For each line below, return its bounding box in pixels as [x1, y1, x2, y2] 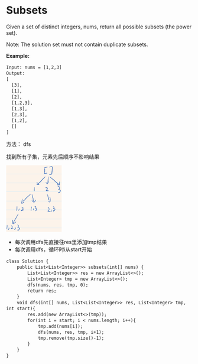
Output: [6, 70, 25, 76]
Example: [6, 52, 30, 59]
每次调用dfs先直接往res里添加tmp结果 [14, 238, 108, 245]
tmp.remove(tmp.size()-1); [37, 335, 105, 341]
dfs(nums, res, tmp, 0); [27, 282, 89, 288]
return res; [27, 288, 57, 294]
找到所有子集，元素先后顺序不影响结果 [6, 153, 99, 160]
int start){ [6, 305, 35, 311]
